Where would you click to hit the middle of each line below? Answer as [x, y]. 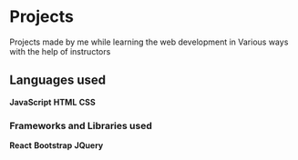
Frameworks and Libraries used [81, 125]
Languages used [58, 80]
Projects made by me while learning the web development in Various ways [149, 42]
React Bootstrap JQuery [57, 145]
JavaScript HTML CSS [52, 102]
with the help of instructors [60, 51]
